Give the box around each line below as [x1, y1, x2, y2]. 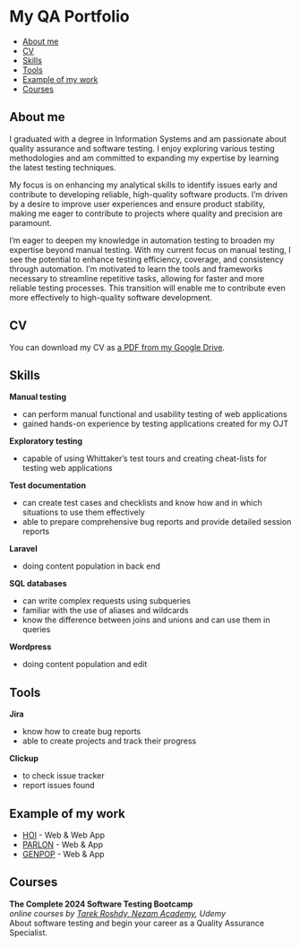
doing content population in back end [21, 560, 161, 571]
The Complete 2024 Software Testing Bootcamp [9, 899, 193, 909]
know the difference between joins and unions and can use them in [21, 614, 270, 625]
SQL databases [9, 578, 67, 589]
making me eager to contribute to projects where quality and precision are [9, 208, 284, 219]
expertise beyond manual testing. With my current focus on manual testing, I [9, 244, 291, 255]
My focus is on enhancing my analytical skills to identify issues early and [9, 179, 278, 190]
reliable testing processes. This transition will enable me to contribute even [9, 282, 286, 293]
